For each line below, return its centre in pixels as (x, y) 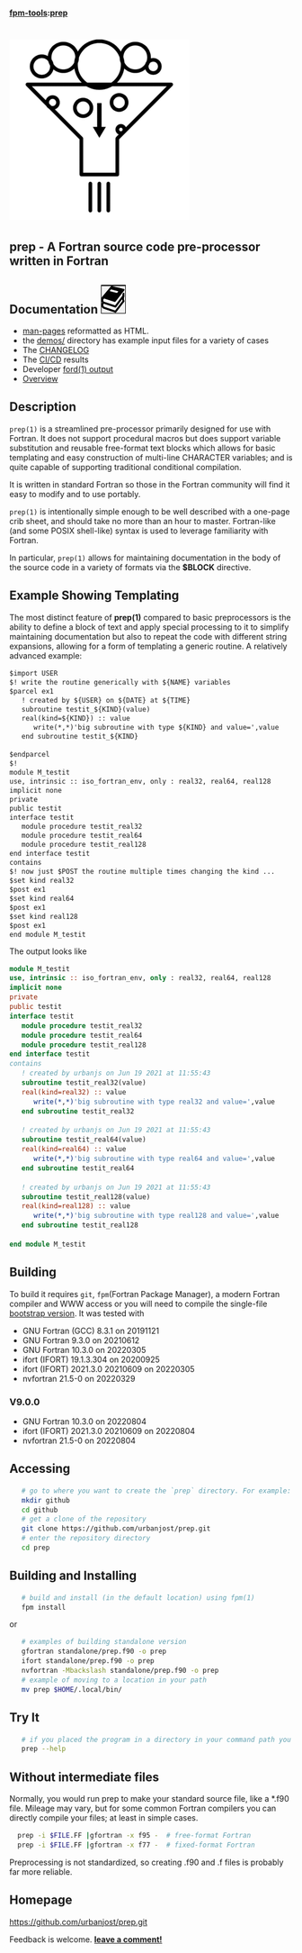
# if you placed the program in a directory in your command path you (156, 1740)
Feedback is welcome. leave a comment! (86, 1939)
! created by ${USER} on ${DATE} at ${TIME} (106, 700)
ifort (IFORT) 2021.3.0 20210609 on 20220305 (108, 1368)
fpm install (44, 1607)
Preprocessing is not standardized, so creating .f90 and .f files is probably (147, 1862)
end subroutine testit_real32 (78, 1111)
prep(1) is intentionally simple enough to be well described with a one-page (150, 511)
